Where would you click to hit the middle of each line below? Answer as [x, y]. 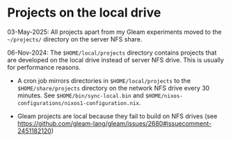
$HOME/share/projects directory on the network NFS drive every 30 [113, 88]
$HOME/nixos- [164, 96]
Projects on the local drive [84, 13]
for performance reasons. [44, 67]
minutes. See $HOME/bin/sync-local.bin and [80, 95]
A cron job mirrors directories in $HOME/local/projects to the [104, 80]
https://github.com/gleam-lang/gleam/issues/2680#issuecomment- [114, 123]
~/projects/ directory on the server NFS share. [75, 39]
